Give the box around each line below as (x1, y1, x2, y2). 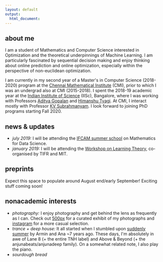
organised (12, 151, 33, 156)
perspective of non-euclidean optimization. (5, 68, 91, 74)
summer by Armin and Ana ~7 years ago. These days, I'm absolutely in (12, 231, 154, 237)
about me (5, 34, 35, 42)
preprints (5, 165, 34, 173)
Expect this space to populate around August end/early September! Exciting (5, 178, 157, 184)
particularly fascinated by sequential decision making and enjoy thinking (5, 57, 150, 63)
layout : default (5, 7, 38, 12)
